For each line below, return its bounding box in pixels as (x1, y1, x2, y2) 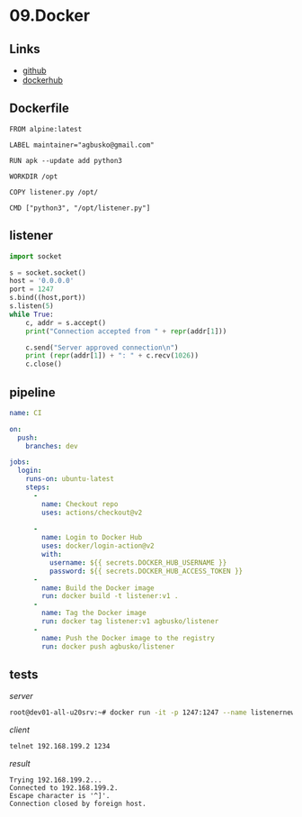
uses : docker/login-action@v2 (41, 541, 155, 550)
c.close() (25, 359, 63, 369)
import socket (9, 251, 63, 261)
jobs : (9, 458, 30, 467)
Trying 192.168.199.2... (9, 776, 102, 785)
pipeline (9, 385, 56, 400)
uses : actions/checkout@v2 (41, 508, 143, 517)
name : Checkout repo (41, 499, 119, 509)
